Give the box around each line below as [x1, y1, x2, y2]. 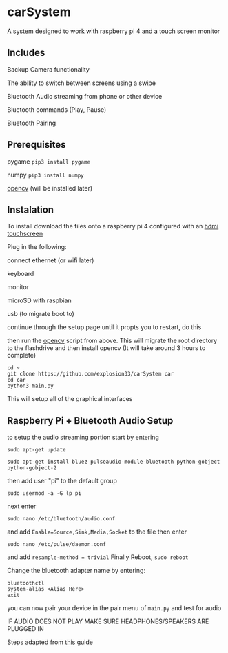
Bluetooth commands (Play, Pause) [7, 105, 107, 114]
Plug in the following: [7, 243, 67, 251]
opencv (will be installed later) [7, 184, 93, 192]
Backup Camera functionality [7, 65, 90, 73]
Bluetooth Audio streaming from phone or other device [7, 92, 163, 100]
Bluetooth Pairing [7, 119, 56, 127]
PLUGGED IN [7, 625, 44, 633]
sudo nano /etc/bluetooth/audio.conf [7, 516, 116, 523]
